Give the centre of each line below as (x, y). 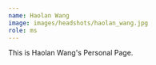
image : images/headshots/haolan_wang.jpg (78, 23)
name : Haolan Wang (39, 15)
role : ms (23, 30)
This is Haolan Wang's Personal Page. (71, 53)
